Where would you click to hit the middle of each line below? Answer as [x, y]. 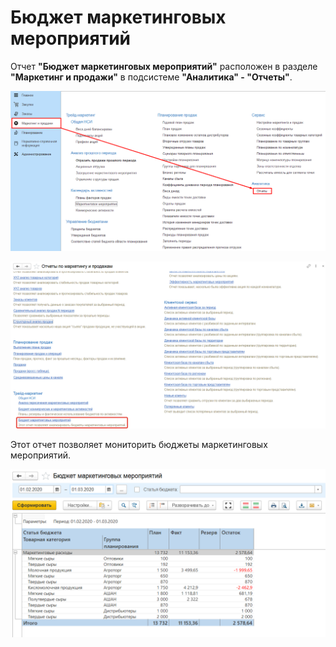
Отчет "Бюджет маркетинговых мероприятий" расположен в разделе [164, 66]
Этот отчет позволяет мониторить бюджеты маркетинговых [139, 445]
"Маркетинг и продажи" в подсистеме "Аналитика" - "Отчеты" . [151, 77]
